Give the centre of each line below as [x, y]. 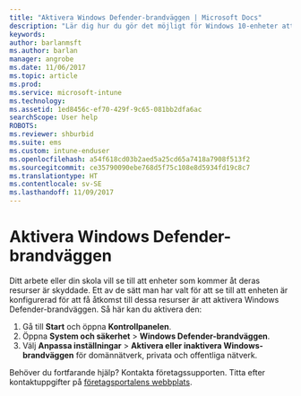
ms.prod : [26, 84]
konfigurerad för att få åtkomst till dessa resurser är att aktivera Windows [144, 299]
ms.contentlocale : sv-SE [56, 185]
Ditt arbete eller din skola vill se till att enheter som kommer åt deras [135, 280]
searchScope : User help [54, 117]
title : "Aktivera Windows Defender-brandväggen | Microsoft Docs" [136, 17]
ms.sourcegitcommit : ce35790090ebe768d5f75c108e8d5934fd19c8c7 [130, 168]
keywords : [28, 34]
